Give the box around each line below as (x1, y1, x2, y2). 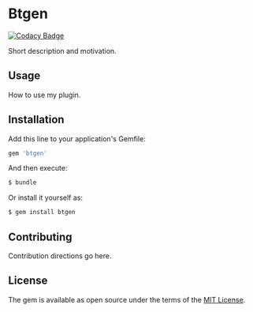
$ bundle (8, 179, 37, 186)
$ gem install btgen (8, 209, 76, 216)
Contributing (8, 230, 73, 243)
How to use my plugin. (8, 90, 81, 100)
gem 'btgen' (8, 149, 47, 157)
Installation (8, 113, 65, 126)
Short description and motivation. (8, 46, 117, 55)
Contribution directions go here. (8, 251, 112, 261)
